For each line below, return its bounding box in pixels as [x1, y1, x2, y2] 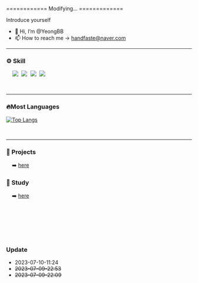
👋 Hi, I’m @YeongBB [14, 28, 64, 35]
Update [6, 246, 28, 254]
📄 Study [6, 178, 29, 186]
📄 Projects [6, 147, 37, 156]
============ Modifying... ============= [6, 5, 124, 12]
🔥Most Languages [6, 103, 60, 111]
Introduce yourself [6, 17, 51, 23]
